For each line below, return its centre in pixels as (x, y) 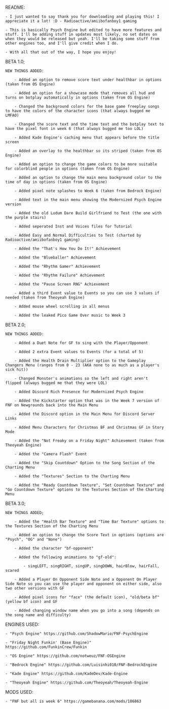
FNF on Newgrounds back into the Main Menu (52, 405)
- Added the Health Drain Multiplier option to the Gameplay (80, 361)
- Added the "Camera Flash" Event (51, 454)
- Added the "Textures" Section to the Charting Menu (72, 476)
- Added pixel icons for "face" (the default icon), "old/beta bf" (87, 597)
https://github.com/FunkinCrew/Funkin (46, 647)
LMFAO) (12, 115)
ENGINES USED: (22, 624)
